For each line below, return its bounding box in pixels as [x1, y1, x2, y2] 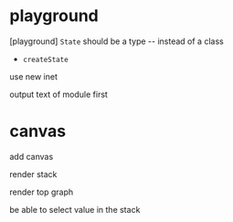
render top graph [9, 186, 74, 197]
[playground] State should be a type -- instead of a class [9, 36, 224, 47]
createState [22, 55, 69, 64]
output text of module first [9, 89, 108, 100]
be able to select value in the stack [9, 204, 141, 215]
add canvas [9, 151, 54, 162]
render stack [9, 168, 58, 179]
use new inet [9, 70, 58, 82]
